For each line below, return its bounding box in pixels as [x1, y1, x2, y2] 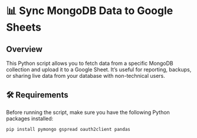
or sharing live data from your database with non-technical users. [6, 73, 165, 79]
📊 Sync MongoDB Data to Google [6, 4, 173, 18]
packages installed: [6, 115, 54, 122]
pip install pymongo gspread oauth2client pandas [6, 126, 131, 132]
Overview [6, 44, 43, 54]
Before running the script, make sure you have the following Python [6, 109, 170, 116]
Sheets [6, 21, 41, 34]
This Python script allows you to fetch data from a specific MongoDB [6, 60, 173, 67]
